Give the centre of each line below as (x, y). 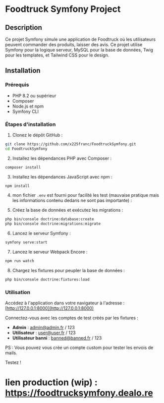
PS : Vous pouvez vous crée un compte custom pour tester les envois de (79, 347)
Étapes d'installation (30, 124)
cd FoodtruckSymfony (27, 149)
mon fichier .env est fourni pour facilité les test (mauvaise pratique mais (86, 195)
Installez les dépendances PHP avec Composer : (62, 158)
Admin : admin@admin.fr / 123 (44, 328)
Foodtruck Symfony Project (63, 9)
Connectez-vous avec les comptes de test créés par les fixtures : (72, 318)
